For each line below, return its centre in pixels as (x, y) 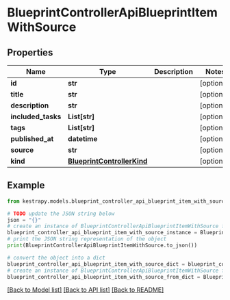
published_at (32, 139)
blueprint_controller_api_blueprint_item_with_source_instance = (102, 233)
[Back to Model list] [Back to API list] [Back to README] (86, 290)
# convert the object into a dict (56, 258)
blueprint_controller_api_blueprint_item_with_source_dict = (96, 264)
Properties (30, 52)
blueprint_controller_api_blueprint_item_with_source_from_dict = (104, 277)
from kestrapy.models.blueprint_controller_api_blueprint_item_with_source (117, 201)
